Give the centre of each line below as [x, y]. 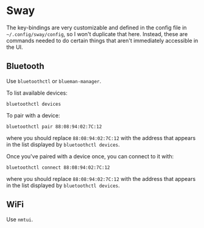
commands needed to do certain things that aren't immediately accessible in [102, 40]
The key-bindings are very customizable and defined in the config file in [97, 28]
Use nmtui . [20, 219]
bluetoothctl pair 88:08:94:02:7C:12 [54, 127]
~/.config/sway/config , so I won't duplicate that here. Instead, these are [97, 34]
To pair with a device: [33, 115]
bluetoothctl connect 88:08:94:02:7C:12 [58, 167]
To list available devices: [37, 93]
